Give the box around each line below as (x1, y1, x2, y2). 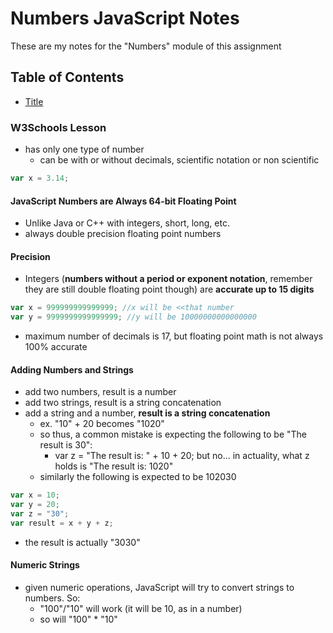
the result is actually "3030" (24, 536, 141, 548)
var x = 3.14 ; (10, 173, 70, 184)
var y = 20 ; (10, 500, 60, 510)
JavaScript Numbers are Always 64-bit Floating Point (10, 195, 237, 207)
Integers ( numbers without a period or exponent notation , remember (24, 273, 313, 285)
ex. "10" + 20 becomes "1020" (39, 418, 165, 430)
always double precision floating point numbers (24, 228, 222, 240)
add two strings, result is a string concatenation (24, 397, 222, 409)
